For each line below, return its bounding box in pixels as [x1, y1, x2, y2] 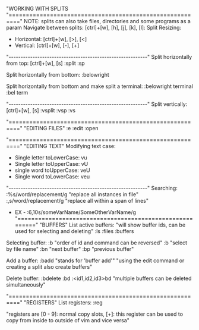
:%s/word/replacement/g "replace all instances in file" [6, 191, 139, 198]
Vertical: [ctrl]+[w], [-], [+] [14, 42, 80, 49]
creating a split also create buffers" [6, 263, 93, 270]
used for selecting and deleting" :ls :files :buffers [14, 228, 134, 234]
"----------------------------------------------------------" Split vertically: [6, 100, 188, 108]
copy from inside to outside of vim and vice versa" [6, 317, 129, 323]
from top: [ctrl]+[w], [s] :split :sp [6, 59, 85, 67]
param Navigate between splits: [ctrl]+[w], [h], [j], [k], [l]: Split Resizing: [6, 24, 182, 31]
